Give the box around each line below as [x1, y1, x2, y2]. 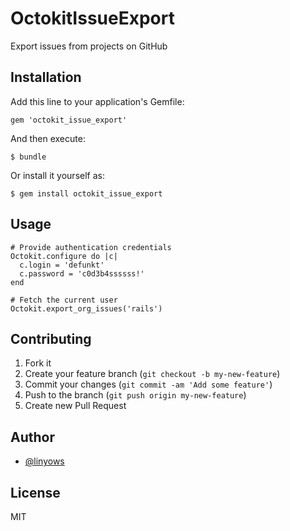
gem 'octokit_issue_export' [10, 115, 128, 125]
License [10, 484, 61, 501]
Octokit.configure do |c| [10, 251, 118, 261]
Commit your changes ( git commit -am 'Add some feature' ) [24, 378, 273, 391]
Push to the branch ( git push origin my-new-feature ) [24, 389, 247, 401]
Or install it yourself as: [10, 169, 105, 181]
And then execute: [10, 132, 86, 144]
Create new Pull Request [24, 400, 127, 412]
